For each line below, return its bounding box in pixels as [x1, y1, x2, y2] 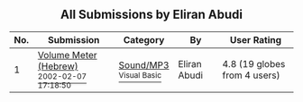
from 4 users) [222, 69, 280, 81]
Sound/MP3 [118, 58, 170, 71]
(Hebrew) [37, 60, 78, 72]
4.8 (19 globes [222, 57, 286, 70]
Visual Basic [118, 70, 162, 80]
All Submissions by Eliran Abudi [60, 7, 243, 22]
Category [123, 33, 165, 46]
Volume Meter [37, 48, 97, 61]
